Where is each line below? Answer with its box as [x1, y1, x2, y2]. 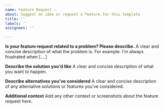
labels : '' [5, 21, 28, 26]
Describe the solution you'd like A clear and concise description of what [5, 64, 154, 70]
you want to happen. [5, 69, 47, 74]
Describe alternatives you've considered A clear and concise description [5, 78, 157, 84]
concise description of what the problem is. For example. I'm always [5, 49, 144, 55]
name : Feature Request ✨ [5, 7, 57, 12]
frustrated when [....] [5, 54, 47, 60]
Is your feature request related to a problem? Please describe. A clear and [5, 43, 159, 49]
